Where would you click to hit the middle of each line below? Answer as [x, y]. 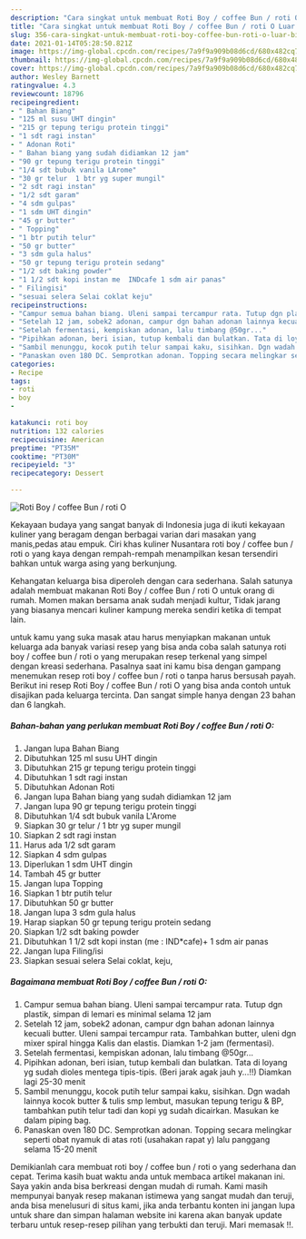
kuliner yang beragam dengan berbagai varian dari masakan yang [133, 534]
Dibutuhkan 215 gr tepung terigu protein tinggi [109, 768]
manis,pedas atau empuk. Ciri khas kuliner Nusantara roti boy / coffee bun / [152, 544]
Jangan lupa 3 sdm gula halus [79, 912]
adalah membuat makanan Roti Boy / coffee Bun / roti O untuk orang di [143, 590]
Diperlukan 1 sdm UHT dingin [78, 864]
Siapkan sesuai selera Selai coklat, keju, [98, 960]
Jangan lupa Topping [63, 883]
